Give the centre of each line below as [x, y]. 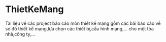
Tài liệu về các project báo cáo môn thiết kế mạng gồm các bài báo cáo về [83, 23]
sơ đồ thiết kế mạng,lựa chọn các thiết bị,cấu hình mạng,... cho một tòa [79, 28]
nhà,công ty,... [20, 34]
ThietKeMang [35, 9]
